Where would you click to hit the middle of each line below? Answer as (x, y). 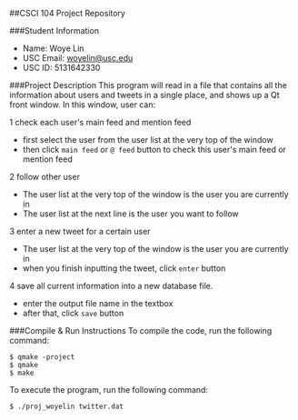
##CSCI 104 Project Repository (67, 13)
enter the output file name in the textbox (98, 303)
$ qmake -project (42, 357)
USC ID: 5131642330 (61, 68)
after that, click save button (73, 313)
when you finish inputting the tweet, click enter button (124, 268)
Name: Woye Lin (53, 48)
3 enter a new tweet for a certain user (80, 231)
